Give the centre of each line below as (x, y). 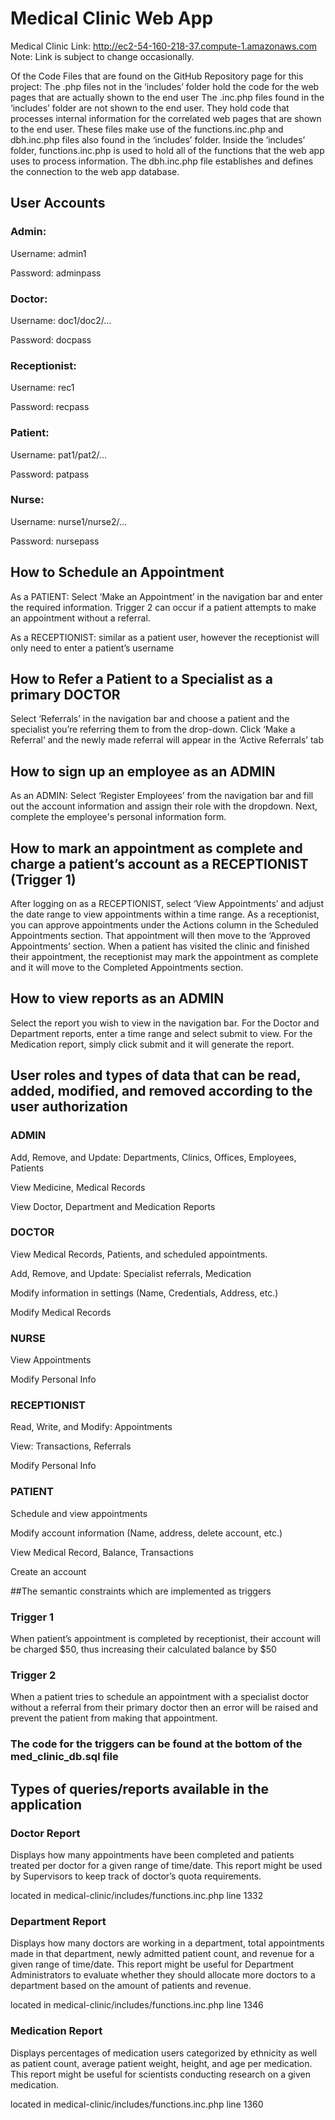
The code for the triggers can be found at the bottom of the (156, 1744)
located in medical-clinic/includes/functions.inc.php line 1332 (137, 1895)
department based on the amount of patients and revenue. (131, 1986)
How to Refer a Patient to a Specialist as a (141, 679)
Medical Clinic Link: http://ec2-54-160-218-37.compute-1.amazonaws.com (164, 46)
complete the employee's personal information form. (118, 817)
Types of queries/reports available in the (139, 1788)
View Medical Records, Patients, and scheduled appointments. (139, 1254)
